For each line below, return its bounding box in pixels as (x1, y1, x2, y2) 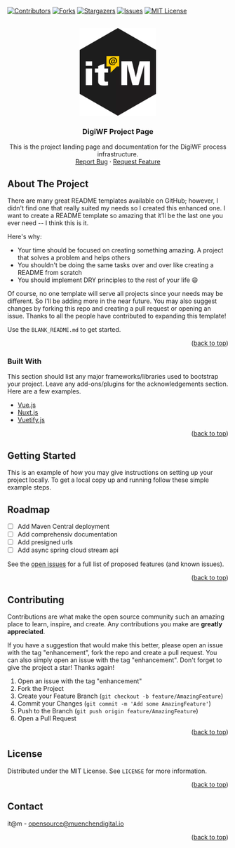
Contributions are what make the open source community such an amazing (7, 612, 224, 621)
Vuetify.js (17, 416, 46, 424)
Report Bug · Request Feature (75, 158, 161, 166)
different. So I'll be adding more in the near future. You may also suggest (7, 297, 217, 305)
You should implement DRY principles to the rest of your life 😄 (17, 276, 199, 284)
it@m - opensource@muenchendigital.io (7, 819, 124, 828)
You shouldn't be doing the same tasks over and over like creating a (17, 261, 214, 269)
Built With (7, 356, 42, 366)
